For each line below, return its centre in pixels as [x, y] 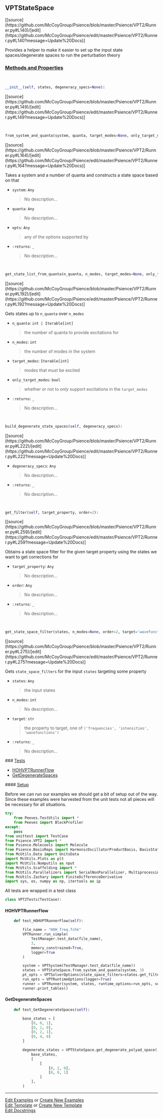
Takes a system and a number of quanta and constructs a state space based [81, 175]
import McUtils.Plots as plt [34, 859]
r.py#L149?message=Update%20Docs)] [45, 117]
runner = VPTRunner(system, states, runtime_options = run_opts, [88, 984]
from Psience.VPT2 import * [33, 841]
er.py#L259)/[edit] [23, 532]
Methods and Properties [34, 68]
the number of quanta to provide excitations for [71, 332]
